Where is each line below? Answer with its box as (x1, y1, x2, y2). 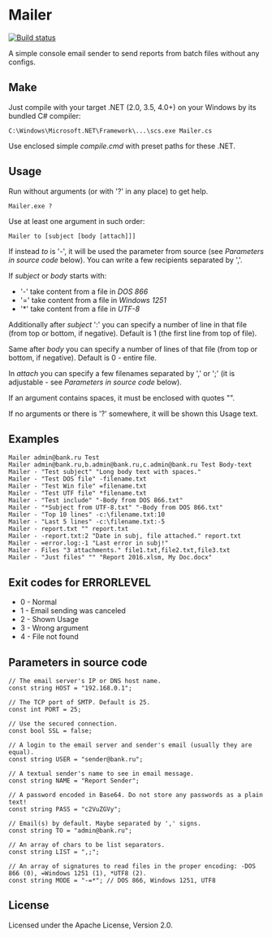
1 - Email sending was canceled (19, 606, 126, 616)
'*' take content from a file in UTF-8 (19, 304, 140, 313)
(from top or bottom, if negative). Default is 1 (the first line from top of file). (8, 328, 257, 338)
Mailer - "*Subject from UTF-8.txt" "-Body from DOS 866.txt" (8, 503, 223, 512)
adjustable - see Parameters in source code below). (8, 377, 183, 387)
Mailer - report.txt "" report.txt (8, 525, 129, 533)
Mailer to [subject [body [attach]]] (8, 232, 136, 240)
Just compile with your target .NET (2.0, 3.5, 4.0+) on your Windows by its (8, 102, 257, 112)
